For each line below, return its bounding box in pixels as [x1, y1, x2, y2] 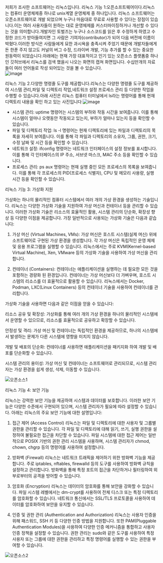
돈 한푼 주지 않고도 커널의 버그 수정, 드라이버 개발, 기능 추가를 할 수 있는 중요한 [5, 47, 154, 53]
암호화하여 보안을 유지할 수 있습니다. [25, 502, 94, 507]
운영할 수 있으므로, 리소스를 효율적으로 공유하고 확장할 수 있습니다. [10, 317, 136, 323]
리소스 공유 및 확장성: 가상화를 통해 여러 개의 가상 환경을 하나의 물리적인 [5, 311, 141, 317]
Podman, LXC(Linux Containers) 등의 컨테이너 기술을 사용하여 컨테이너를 [12, 284, 153, 290]
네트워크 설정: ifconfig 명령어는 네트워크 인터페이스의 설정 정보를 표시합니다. [12, 145, 157, 151]
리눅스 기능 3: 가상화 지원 [5, 186, 54, 192]
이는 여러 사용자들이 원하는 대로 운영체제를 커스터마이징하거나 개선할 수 [14, 22, 149, 28]
